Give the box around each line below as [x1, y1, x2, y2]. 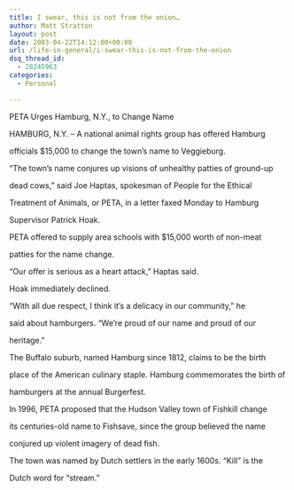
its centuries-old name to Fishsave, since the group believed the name [9, 421, 267, 431]
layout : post [9, 29, 58, 38]
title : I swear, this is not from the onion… [9, 12, 180, 22]
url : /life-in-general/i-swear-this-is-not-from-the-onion [9, 46, 232, 55]
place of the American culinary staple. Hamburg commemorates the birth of [9, 369, 286, 380]
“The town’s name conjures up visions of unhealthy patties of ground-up [9, 162, 274, 173]
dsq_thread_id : [9, 54, 66, 63]
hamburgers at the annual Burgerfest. [9, 386, 146, 397]
